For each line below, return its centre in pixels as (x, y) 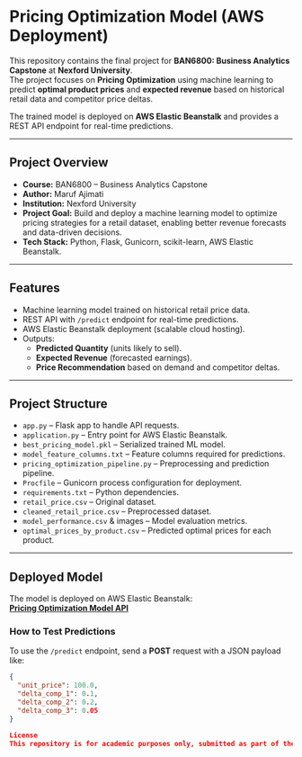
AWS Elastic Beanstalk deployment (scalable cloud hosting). (133, 329)
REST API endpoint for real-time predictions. (91, 126)
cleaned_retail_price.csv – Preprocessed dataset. (117, 511)
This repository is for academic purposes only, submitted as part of (144, 743)
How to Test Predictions (62, 632)
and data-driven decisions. (72, 232)
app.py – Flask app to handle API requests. (101, 426)
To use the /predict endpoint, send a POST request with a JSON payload (145, 651)
